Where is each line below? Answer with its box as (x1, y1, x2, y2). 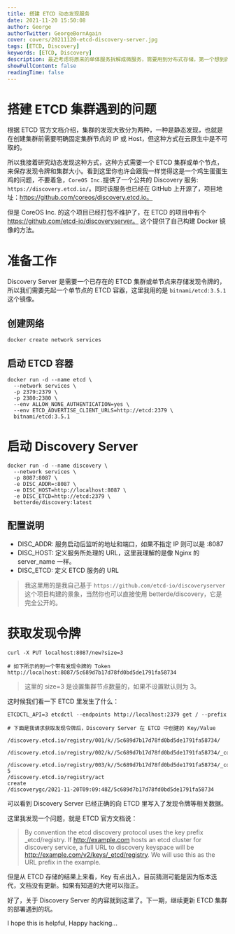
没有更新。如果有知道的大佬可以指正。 (31, 881, 142, 889)
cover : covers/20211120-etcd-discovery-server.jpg (7, 36, 158, 43)
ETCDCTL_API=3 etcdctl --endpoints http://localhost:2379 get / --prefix (7, 711, 227, 718)
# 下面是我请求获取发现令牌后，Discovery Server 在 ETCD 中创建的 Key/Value (7, 724, 216, 731)
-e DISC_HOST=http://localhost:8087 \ (13, 487, 127, 494)
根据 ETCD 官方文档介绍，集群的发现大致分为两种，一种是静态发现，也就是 (7, 126, 224, 134)
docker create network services (7, 337, 101, 344)
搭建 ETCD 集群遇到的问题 (7, 101, 157, 117)
